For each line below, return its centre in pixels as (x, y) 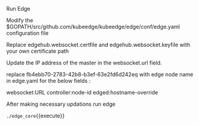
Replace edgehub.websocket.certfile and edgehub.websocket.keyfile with (98, 45)
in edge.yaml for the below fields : (49, 81)
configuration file (27, 33)
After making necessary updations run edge (61, 104)
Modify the (20, 20)
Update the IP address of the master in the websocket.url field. (84, 63)
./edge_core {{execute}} (36, 116)
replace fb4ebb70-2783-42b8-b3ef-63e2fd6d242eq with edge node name (100, 74)
